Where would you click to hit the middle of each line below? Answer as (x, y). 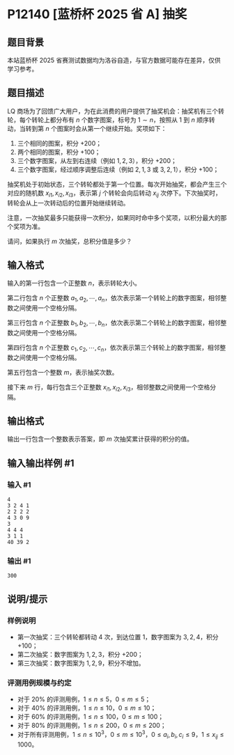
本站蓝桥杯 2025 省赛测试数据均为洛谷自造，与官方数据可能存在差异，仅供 (114, 60)
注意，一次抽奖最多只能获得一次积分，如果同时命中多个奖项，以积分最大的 (114, 217)
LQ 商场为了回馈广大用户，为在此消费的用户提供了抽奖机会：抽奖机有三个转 (116, 111)
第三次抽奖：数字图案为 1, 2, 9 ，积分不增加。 (81, 663)
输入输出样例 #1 (41, 463)
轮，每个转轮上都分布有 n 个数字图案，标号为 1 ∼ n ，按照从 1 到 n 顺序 (108, 120)
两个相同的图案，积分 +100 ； (59, 152)
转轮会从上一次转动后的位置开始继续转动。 (68, 203)
